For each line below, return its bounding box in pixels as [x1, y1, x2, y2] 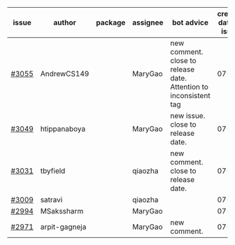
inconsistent [170, 91, 211, 100]
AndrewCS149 [40, 69, 90, 78]
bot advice [172, 17, 208, 27]
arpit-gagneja [40, 222, 87, 232]
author [53, 17, 76, 27]
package [95, 17, 126, 27]
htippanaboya [40, 124, 86, 134]
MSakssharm [40, 206, 84, 216]
